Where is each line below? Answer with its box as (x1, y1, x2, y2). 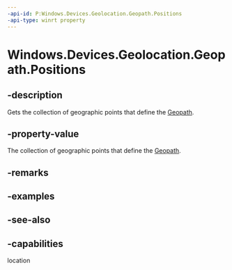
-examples (7, 190, 55, 202)
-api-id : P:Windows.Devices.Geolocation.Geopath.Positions (7, 10, 183, 17)
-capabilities (7, 238, 64, 250)
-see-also (7, 214, 51, 226)
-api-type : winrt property (7, 17, 86, 24)
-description (7, 89, 63, 101)
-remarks (7, 167, 49, 179)
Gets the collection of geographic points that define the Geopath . (7, 107, 194, 116)
